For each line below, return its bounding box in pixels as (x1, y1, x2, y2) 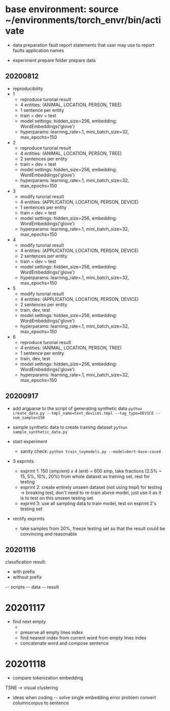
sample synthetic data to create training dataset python (12, 424, 128, 430)
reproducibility (12, 85, 43, 91)
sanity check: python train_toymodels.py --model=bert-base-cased (20, 448, 161, 454)
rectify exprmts (12, 515, 45, 521)
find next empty (12, 619, 46, 625)
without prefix (12, 574, 42, 580)
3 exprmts (12, 458, 35, 464)
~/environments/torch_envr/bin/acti (5, 14, 161, 26)
